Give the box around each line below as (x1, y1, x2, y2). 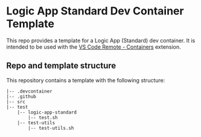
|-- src (6, 99, 26, 105)
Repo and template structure (6, 61, 116, 71)
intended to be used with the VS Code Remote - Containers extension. (6, 43, 181, 50)
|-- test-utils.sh (28, 125, 74, 131)
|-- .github (6, 93, 36, 100)
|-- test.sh (28, 114, 59, 121)
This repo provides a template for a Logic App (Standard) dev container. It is (6, 37, 196, 44)
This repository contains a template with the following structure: (6, 76, 165, 84)
